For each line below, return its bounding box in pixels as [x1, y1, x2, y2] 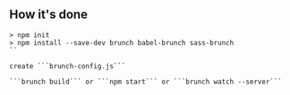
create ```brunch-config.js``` [9, 61, 126, 70]
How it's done [9, 7, 88, 22]
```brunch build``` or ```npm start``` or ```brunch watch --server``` [9, 77, 282, 86]
